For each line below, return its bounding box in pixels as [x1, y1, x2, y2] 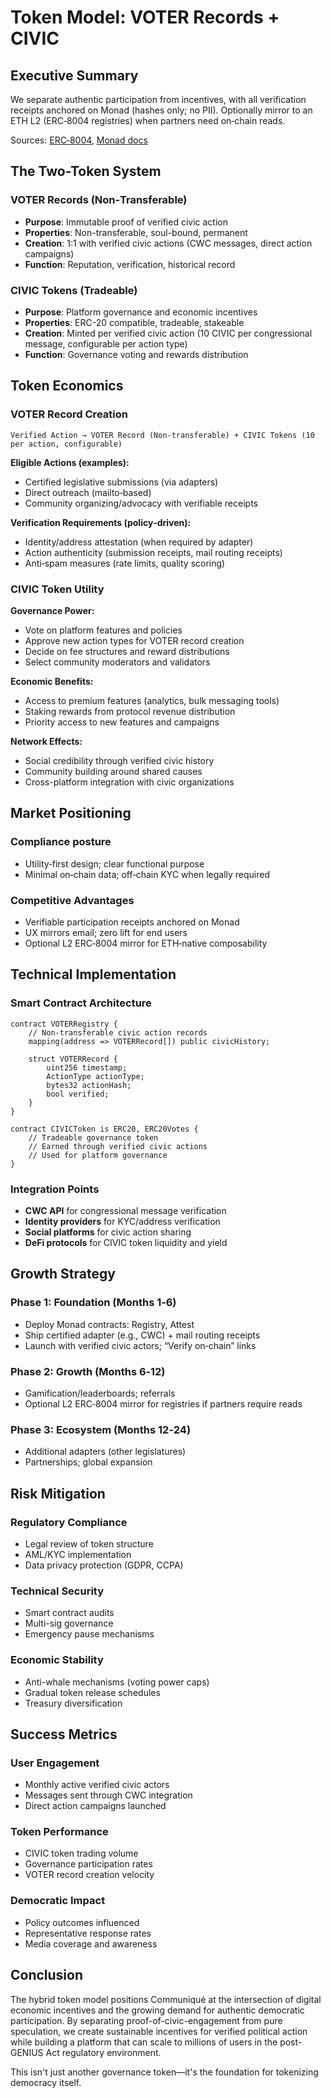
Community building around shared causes [24, 765, 203, 777]
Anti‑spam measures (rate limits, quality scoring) [24, 557, 226, 569]
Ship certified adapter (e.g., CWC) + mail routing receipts [24, 1329, 261, 1341]
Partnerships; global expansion [24, 1456, 153, 1468]
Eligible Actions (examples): [10, 456, 130, 468]
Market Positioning [10, 805, 132, 822]
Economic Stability [10, 1653, 104, 1667]
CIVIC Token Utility [10, 582, 105, 596]
